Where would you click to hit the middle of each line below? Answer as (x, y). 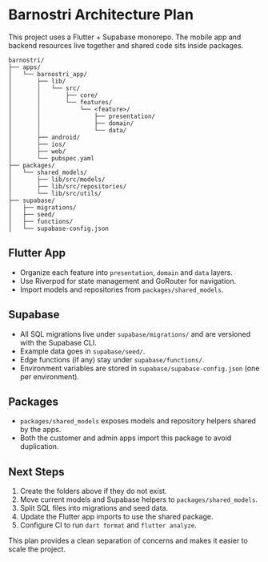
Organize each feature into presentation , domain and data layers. (126, 272)
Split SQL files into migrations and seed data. (94, 508)
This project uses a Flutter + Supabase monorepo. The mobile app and (125, 37)
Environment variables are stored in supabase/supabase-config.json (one (140, 368)
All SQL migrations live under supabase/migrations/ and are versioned (135, 334)
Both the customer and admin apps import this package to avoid (126, 438)
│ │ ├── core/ (53, 95)
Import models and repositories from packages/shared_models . (122, 289)
